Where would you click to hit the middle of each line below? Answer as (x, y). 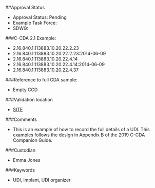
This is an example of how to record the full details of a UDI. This (81, 129)
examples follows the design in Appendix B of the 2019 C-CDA (79, 135)
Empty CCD (25, 90)
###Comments (21, 119)
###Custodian (21, 150)
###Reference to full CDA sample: (42, 80)
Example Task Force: (35, 23)
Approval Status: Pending (40, 17)
